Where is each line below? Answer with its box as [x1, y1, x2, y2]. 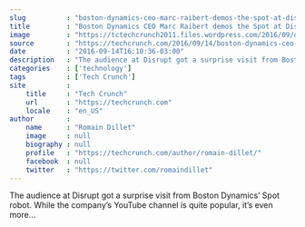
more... [9, 210, 36, 221]
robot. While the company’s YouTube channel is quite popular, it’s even [9, 200, 274, 211]
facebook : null [25, 156, 92, 166]
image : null [25, 132, 92, 141]
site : [9, 81, 71, 90]
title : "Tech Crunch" [25, 89, 128, 98]
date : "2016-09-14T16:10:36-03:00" [9, 47, 184, 56]
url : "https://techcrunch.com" [25, 97, 172, 107]
